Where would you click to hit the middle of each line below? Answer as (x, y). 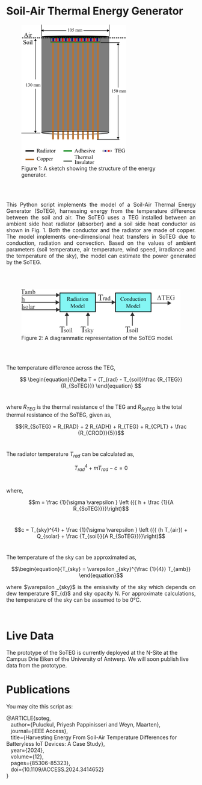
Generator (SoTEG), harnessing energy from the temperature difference (101, 211)
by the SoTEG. (24, 262)
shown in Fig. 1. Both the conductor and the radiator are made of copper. (101, 230)
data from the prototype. (37, 665)
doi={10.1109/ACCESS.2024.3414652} (57, 769)
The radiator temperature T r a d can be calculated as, (70, 455)
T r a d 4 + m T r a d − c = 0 (101, 468)
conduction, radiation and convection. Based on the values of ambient (101, 243)
